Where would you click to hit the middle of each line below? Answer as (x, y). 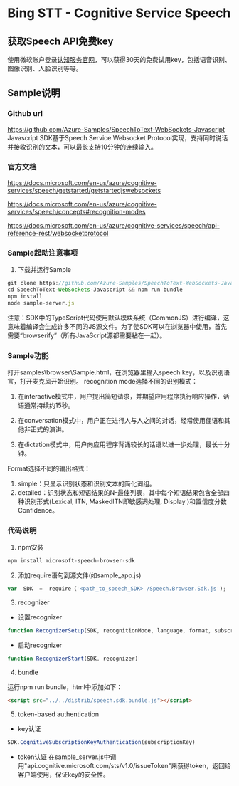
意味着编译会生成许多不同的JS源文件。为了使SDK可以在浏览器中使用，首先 (117, 326)
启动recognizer (40, 645)
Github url (25, 114)
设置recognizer (40, 617)
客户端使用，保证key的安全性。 (63, 775)
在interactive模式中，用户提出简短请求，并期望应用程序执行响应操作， (120, 397)
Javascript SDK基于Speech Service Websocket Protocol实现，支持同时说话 (118, 137)
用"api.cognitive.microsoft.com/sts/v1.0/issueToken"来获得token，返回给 (124, 765)
